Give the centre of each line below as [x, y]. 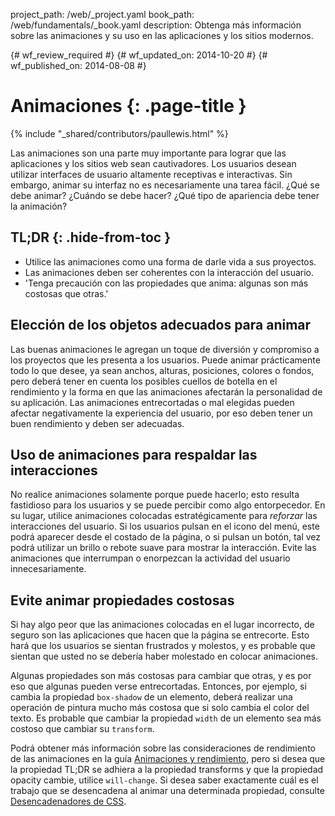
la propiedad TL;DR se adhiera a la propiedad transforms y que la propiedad [167, 770]
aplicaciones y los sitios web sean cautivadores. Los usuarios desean [153, 163]
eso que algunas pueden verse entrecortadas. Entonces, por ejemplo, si [158, 686]
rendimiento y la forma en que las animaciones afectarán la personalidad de [166, 391]
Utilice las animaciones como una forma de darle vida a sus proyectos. [170, 261]
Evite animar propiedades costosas [122, 600]
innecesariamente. [48, 569]
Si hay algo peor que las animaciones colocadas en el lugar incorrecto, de [162, 625]
